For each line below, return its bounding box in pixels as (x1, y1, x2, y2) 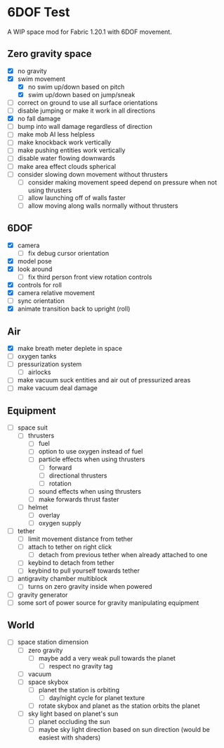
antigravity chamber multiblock (17, 575, 107, 583)
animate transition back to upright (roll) (17, 304, 131, 313)
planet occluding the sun (38, 718, 110, 726)
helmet (27, 503, 48, 511)
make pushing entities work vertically (17, 146, 126, 155)
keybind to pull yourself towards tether (27, 566, 140, 575)
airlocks (27, 368, 51, 377)
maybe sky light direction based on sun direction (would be (38, 725, 211, 734)
